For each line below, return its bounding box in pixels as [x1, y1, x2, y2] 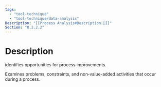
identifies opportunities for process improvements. [5, 62, 107, 68]
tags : [5, 7, 16, 12]
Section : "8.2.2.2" [5, 25, 45, 30]
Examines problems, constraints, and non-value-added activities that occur [5, 71, 156, 77]
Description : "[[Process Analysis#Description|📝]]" [5, 20, 112, 26]
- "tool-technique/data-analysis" [9, 16, 79, 21]
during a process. [5, 76, 40, 82]
